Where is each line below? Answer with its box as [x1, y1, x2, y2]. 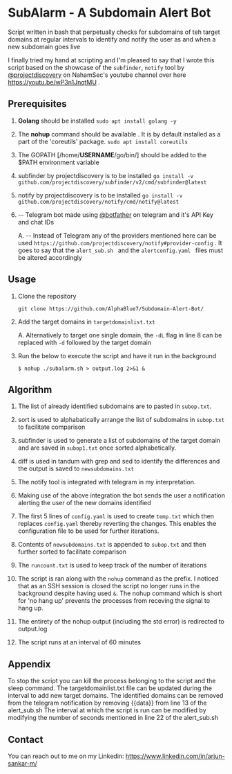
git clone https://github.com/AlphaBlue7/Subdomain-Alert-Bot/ [17, 305, 204, 313]
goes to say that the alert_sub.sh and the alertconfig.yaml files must [17, 246, 224, 254]
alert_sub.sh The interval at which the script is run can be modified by [8, 706, 206, 714]
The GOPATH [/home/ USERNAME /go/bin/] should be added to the [17, 150, 206, 159]
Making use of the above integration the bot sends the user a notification [17, 491, 226, 500]
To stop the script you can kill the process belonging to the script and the [8, 677, 216, 685]
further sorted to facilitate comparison [17, 547, 127, 556]
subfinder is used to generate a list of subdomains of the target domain [17, 437, 220, 445]
